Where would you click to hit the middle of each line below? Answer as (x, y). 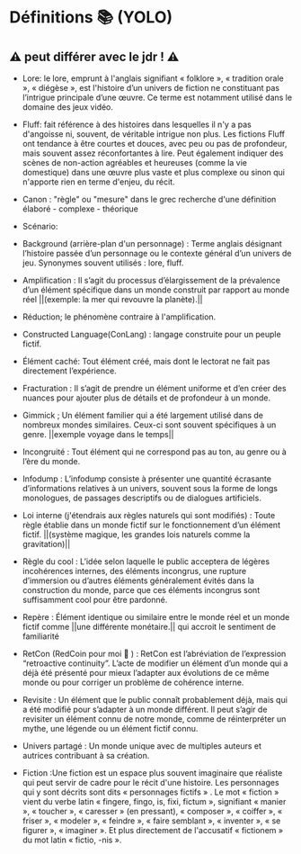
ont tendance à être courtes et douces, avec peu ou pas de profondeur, (155, 144)
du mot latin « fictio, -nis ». (72, 840)
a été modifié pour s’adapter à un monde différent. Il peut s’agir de (145, 709)
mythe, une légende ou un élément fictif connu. (110, 728)
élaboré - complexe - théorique (80, 209)
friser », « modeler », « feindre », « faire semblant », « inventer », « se (151, 821)
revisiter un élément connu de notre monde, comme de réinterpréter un (154, 719)
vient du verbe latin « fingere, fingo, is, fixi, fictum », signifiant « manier (154, 801)
